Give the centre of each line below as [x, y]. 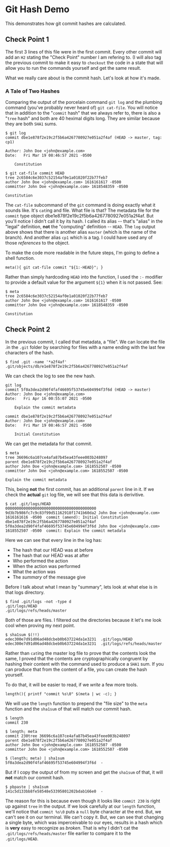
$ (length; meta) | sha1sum [35, 758]
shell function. [20, 258]
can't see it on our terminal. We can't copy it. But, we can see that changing [84, 817]
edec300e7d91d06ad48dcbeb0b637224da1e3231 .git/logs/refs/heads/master [84, 644]
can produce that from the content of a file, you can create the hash [76, 669]
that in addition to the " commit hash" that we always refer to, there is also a [83, 113]
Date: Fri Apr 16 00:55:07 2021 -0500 [49, 398]
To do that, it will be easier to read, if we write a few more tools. [72, 685]
